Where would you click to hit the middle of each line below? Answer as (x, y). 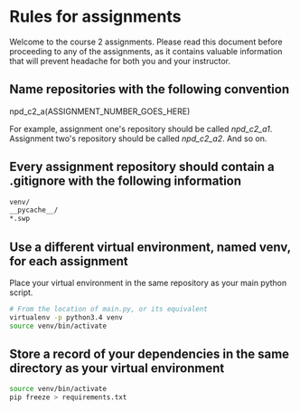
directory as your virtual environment (117, 368)
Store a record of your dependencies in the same (150, 354)
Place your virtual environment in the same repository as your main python (148, 283)
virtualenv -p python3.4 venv (66, 317)
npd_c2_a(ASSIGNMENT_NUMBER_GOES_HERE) (100, 111)
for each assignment (69, 261)
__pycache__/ (34, 210)
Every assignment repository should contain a (142, 167)
